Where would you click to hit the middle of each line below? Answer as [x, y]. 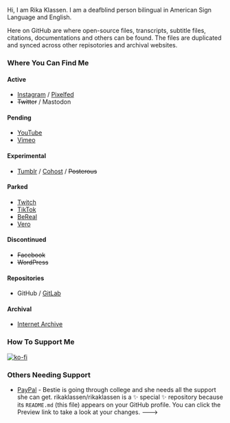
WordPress [33, 262]
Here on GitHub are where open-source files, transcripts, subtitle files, [106, 31]
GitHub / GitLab [39, 293]
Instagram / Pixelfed [45, 95]
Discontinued [27, 240]
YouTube [30, 133]
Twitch [26, 202]
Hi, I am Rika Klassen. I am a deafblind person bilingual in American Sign [109, 10]
